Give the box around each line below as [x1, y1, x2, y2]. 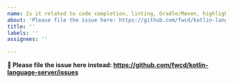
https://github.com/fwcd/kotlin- [113, 61, 209, 69]
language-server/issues [7, 68, 78, 77]
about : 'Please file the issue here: [7, 17, 116, 24]
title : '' [7, 23, 36, 30]
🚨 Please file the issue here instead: [7, 61, 112, 69]
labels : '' [7, 29, 39, 37]
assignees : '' [7, 36, 49, 43]
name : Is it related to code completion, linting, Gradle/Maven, [7, 10, 200, 17]
